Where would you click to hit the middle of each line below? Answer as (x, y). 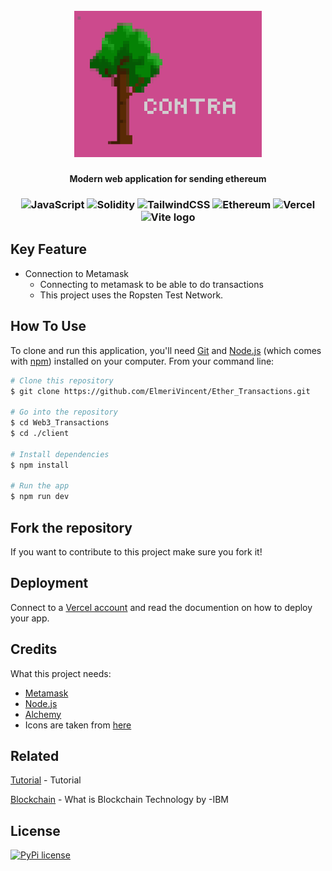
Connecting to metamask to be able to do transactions (151, 284)
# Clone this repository (62, 380)
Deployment (49, 583)
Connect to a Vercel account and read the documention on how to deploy (161, 607)
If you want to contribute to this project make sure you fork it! (136, 551)
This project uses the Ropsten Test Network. (131, 295)
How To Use (48, 326)
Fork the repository (71, 527)
